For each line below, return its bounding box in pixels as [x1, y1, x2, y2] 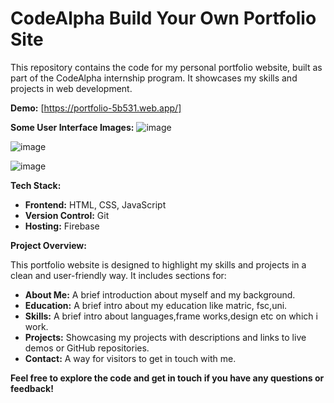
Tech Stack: [10, 179, 62, 191]
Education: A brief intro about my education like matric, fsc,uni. [24, 299, 288, 311]
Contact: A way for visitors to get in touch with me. [24, 352, 237, 364]
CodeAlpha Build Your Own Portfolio [10, 7, 317, 30]
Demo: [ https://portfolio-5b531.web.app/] [10, 102, 182, 114]
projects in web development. [10, 82, 133, 94]
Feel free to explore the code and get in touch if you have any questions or [10, 372, 325, 384]
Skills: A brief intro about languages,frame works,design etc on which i [24, 310, 318, 322]
